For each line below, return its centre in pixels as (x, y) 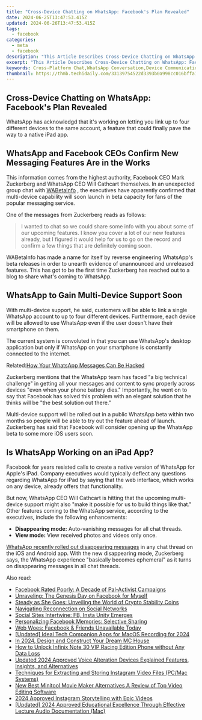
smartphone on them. (33, 329)
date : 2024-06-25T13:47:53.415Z (47, 17)
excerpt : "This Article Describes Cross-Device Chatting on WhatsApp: (96, 62)
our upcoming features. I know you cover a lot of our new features (103, 233)
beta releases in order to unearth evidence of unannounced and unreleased (100, 263)
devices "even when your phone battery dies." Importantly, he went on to (97, 390)
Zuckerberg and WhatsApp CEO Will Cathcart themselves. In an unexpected (101, 184)
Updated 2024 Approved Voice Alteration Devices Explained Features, (102, 660)
